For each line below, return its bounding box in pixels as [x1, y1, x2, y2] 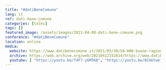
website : [9, 48, 28, 53]
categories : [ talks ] [5, 21, 48, 26]
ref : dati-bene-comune [5, 16, 52, 21]
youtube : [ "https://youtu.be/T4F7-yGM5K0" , [9, 58, 103, 63]
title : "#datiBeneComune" [5, 7, 58, 12]
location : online [5, 39, 41, 44]
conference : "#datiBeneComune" [5, 35, 70, 40]
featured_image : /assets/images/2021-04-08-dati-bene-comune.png [5, 30, 142, 35]
